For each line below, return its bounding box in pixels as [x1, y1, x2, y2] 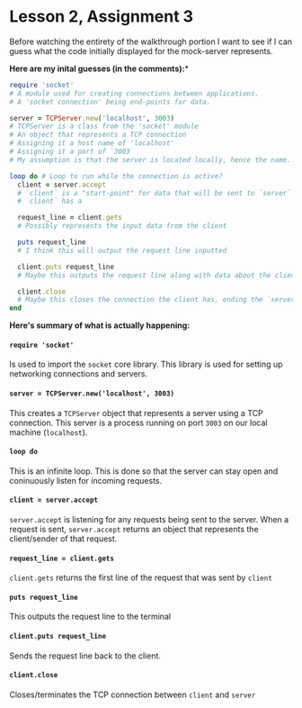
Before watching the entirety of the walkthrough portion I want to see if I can [9, 36, 293, 47]
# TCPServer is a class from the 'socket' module [9, 122, 200, 132]
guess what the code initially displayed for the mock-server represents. [9, 45, 273, 56]
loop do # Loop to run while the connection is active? [9, 171, 223, 181]
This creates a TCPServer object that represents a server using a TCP [9, 407, 263, 418]
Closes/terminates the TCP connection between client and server [9, 689, 256, 700]
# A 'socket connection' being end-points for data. [9, 97, 211, 106]
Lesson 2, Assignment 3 [9, 6, 194, 27]
